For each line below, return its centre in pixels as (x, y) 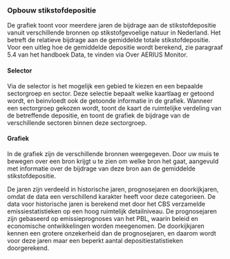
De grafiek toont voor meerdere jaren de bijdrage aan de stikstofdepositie (112, 26)
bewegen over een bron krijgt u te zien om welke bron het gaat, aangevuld (113, 161)
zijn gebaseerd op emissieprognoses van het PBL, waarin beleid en (103, 218)
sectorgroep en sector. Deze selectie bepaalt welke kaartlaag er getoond (111, 93)
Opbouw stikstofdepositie (52, 10)
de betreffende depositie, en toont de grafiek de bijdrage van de (98, 115)
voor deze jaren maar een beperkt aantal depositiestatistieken (95, 240)
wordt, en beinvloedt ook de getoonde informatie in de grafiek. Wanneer (110, 100)
